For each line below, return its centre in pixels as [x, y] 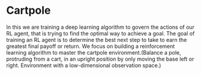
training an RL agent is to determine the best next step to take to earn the [97, 40]
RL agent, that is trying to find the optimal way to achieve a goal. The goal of [100, 33]
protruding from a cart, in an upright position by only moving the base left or [100, 59]
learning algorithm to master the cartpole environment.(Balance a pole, [94, 52]
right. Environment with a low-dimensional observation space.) [84, 65]
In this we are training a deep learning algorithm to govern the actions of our [100, 27]
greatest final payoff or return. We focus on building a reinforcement [91, 46]
